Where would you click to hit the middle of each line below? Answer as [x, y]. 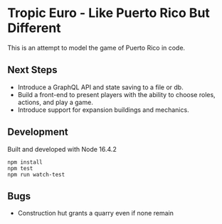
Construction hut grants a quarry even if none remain [96, 213]
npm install [25, 162]
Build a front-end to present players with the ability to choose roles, [116, 94]
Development [38, 132]
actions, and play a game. [55, 102]
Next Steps [32, 70]
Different [35, 28]
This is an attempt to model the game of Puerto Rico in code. [96, 47]
